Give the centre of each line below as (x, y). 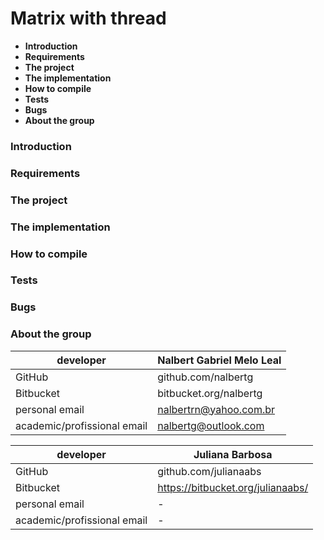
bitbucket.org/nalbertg (210, 393)
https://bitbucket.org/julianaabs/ (233, 487)
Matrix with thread (88, 18)
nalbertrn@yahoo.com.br (216, 409)
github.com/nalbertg (205, 377)
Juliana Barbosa (233, 454)
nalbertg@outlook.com (211, 425)
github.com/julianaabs (209, 471)
